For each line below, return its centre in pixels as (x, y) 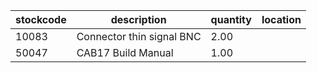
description (138, 19)
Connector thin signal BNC (139, 36)
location (281, 19)
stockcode (41, 19)
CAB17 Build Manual (125, 52)
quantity (231, 19)
